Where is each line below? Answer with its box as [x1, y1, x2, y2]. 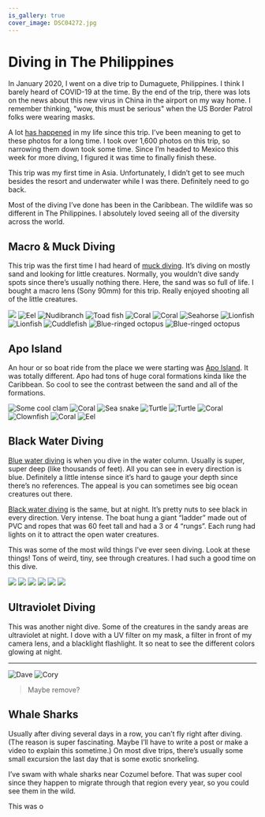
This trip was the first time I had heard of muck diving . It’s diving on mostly [8, 261, 251, 271]
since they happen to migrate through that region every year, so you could [8, 778, 250, 787]
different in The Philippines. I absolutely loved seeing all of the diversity [8, 208, 240, 218]
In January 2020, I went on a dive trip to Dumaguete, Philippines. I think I [8, 79, 244, 88]
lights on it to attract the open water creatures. [8, 530, 159, 539]
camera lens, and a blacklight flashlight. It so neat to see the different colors [8, 639, 255, 648]
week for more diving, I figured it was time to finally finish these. [8, 153, 217, 163]
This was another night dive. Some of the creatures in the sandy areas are [8, 621, 248, 631]
